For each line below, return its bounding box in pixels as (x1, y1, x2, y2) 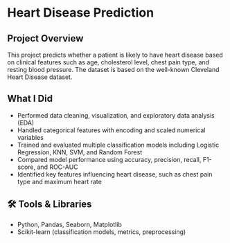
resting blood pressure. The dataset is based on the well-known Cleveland (7, 66, 220, 73)
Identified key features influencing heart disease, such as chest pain (17, 170, 213, 178)
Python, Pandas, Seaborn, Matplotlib (17, 220, 123, 228)
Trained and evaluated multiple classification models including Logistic (17, 141, 220, 149)
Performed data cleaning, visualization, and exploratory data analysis (17, 111, 215, 119)
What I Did (7, 93, 53, 105)
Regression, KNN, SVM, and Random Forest (17, 147, 143, 156)
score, (17, 163, 36, 171)
